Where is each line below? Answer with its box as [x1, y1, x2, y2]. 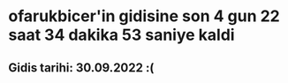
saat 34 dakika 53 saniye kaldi [8, 25, 235, 45]
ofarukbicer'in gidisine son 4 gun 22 [8, 6, 280, 26]
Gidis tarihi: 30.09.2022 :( [8, 60, 155, 75]
